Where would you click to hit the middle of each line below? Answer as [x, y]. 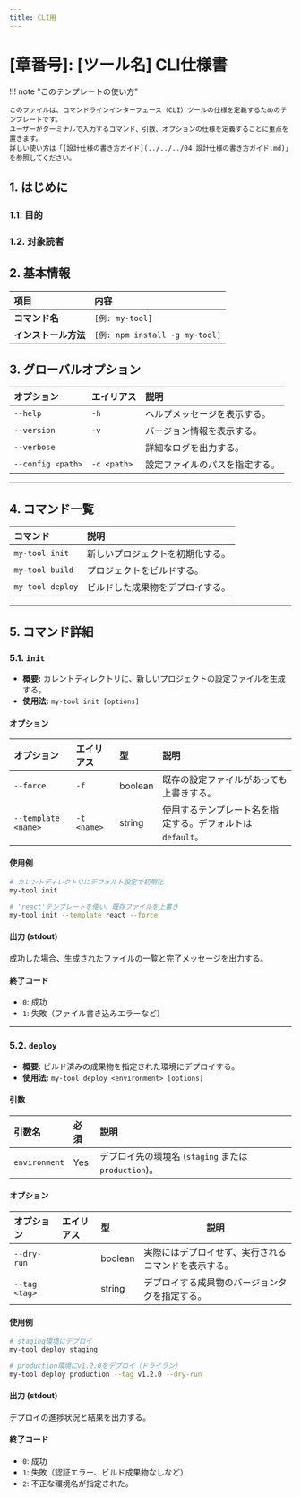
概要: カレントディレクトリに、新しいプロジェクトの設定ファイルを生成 [154, 678]
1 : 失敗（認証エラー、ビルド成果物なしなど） [105, 1473]
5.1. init [27, 657]
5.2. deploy [33, 1046]
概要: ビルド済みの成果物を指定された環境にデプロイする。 [131, 1066]
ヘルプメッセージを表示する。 [208, 414]
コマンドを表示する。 [188, 1266]
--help [28, 414]
